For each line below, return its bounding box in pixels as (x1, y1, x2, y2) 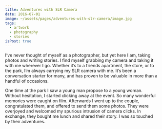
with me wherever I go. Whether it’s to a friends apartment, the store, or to (5, 62, 155, 68)
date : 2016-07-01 (5, 12, 40, 17)
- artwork (9, 25, 29, 30)
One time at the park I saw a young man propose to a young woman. (5, 87, 143, 93)
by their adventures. (5, 118, 45, 124)
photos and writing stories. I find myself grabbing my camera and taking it (5, 57, 154, 63)
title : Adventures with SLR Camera (5, 7, 78, 12)
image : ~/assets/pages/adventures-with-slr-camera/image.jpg (5, 16, 132, 21)
